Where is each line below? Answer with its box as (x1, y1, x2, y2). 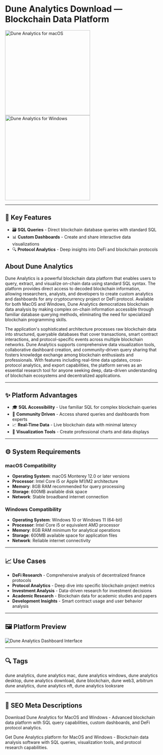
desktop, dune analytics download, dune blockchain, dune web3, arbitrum (5, 677, 153, 684)
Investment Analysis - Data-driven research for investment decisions (12, 588, 152, 594)
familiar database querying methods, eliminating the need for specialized (5, 311, 151, 317)
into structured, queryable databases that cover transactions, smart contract (5, 331, 158, 337)
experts (12, 417, 28, 422)
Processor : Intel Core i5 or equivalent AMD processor (12, 522, 120, 528)
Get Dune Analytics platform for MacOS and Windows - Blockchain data (5, 734, 149, 740)
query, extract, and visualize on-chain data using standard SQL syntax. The (5, 281, 156, 286)
